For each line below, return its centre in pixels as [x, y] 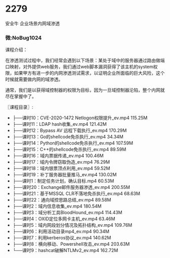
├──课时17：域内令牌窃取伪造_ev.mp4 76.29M [61, 162]
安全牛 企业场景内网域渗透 [32, 23]
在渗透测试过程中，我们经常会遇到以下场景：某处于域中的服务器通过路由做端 [85, 61]
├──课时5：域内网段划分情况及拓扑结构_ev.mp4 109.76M [72, 225]
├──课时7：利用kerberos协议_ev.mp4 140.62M [62, 238]
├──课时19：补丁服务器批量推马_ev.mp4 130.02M [65, 175]
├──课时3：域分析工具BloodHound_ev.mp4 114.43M [67, 213]
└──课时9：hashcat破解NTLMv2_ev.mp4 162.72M [65, 250]
